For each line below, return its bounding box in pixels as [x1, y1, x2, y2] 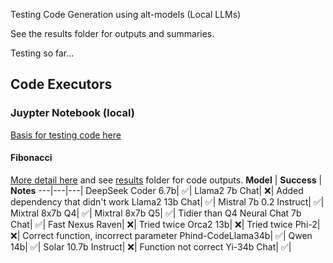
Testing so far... [10, 47, 75, 59]
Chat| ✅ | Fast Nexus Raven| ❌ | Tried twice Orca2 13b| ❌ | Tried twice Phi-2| [10, 218, 321, 230]
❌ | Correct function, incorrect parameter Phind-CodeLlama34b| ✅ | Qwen [10, 229, 313, 241]
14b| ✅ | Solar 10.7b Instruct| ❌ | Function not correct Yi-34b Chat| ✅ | [10, 240, 292, 253]
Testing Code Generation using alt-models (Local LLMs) [10, 9, 242, 20]
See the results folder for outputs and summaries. [10, 28, 215, 39]
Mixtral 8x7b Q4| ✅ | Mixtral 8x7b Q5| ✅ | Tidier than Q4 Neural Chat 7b [10, 207, 302, 219]
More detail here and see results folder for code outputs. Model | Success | [10, 174, 323, 186]
